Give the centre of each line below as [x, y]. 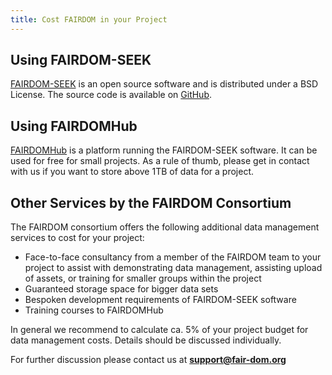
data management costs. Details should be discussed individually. [146, 340]
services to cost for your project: [77, 238]
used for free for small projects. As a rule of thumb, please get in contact [160, 161]
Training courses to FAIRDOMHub [94, 310]
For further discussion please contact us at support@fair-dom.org [148, 360]
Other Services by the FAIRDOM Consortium [151, 202]
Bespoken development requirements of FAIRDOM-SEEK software [160, 300]
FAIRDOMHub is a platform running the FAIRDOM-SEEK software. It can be [164, 150]
